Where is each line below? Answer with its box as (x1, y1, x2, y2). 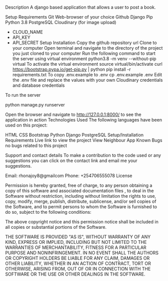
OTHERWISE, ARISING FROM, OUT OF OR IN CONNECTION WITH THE (5, 266, 151, 271)
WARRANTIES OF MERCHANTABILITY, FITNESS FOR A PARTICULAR (5, 244, 146, 250)
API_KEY (12, 35, 31, 40)
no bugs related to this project (5, 143, 67, 149)
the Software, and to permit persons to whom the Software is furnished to (5, 204, 157, 210)
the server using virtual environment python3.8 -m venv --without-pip (12, 56, 156, 62)
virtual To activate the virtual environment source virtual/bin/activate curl (12, 61, 162, 67)
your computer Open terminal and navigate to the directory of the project (12, 45, 163, 51)
